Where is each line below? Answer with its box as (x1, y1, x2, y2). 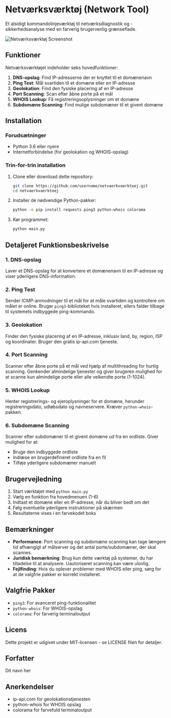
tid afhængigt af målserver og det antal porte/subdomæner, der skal (12, 544, 156, 550)
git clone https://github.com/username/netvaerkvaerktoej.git (12, 183, 148, 188)
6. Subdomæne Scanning (5, 422, 69, 429)
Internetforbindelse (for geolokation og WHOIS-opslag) (12, 149, 129, 155)
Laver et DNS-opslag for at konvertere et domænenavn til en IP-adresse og (5, 268, 163, 274)
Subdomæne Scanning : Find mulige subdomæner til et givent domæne (12, 102, 163, 108)
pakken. (5, 409, 22, 415)
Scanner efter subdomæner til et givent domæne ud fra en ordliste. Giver (5, 433, 159, 440)
